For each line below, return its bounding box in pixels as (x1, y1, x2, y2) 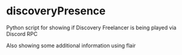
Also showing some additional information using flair (6, 42, 136, 49)
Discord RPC (6, 30, 38, 37)
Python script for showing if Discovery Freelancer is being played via (6, 24, 177, 31)
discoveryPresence (6, 4, 106, 18)
